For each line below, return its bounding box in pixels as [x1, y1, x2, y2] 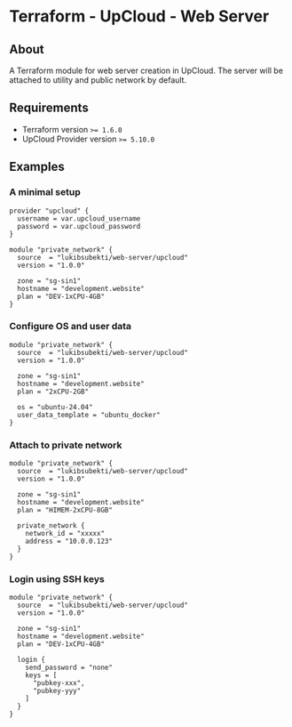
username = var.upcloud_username [17, 214, 141, 223]
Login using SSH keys [9, 573, 105, 586]
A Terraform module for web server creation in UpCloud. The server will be [9, 65, 284, 76]
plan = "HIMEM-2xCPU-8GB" [17, 505, 114, 515]
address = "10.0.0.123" [25, 537, 114, 546]
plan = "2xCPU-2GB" [17, 387, 90, 396]
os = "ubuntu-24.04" [17, 402, 93, 411]
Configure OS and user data [9, 320, 131, 333]
